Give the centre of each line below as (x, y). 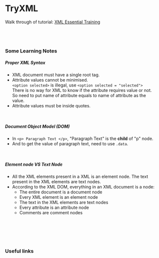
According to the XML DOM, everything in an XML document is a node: (83, 187)
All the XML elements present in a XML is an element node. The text (80, 177)
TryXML (22, 9)
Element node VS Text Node (34, 164)
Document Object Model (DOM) (37, 126)
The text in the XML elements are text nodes (64, 203)
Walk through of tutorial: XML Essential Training (53, 22)
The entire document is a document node (61, 192)
